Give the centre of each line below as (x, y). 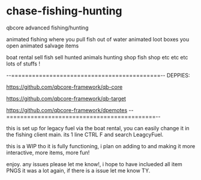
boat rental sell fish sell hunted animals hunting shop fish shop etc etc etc (97, 57)
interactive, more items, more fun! (48, 152)
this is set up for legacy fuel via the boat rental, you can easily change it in (98, 128)
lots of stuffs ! (23, 64)
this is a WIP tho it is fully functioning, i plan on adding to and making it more (101, 146)
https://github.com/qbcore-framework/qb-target (66, 98)
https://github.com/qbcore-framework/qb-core (64, 87)
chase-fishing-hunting (64, 11)
